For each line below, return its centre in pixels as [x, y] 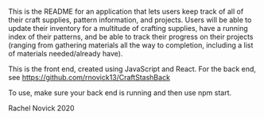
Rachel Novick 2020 [41, 108]
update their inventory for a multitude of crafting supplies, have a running [128, 28]
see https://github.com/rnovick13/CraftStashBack [89, 77]
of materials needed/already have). [66, 54]
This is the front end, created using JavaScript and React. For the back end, [132, 69]
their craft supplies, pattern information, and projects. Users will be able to [130, 20]
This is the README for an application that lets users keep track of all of [126, 12]
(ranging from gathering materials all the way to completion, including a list [131, 45]
